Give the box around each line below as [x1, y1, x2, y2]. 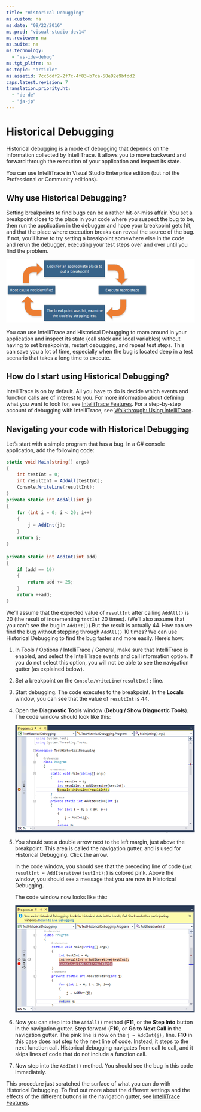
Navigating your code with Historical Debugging [6, 424, 190, 435]
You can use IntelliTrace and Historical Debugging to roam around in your [6, 329, 187, 336]
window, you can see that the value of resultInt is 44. [14, 695, 150, 702]
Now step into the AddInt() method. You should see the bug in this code [14, 1062, 193, 1069]
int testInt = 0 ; [17, 471, 60, 477]
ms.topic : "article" [6, 67, 58, 73]
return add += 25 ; [28, 579, 74, 585]
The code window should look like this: [14, 713, 111, 720]
